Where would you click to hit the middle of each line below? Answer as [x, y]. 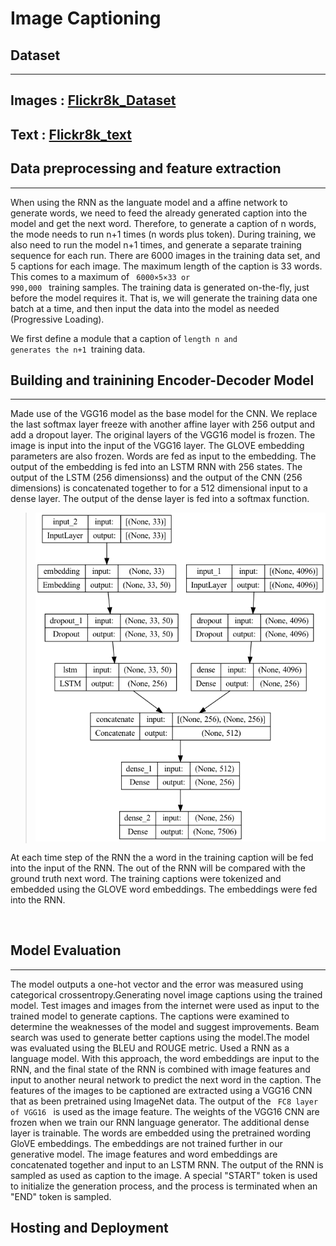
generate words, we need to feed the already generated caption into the [159, 213]
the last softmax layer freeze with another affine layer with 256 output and [163, 424]
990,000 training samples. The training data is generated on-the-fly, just [160, 287]
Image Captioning [86, 18]
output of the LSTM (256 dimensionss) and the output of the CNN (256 [156, 478]
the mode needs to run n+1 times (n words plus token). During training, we [163, 234]
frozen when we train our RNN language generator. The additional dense [160, 1122]
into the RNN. [38, 899]
